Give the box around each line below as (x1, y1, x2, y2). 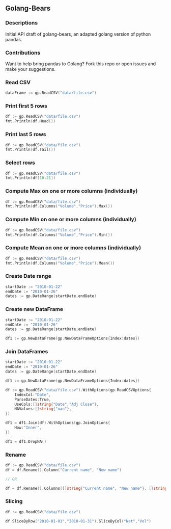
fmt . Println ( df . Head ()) (5, 119, 56, 124)
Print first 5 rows (5, 102, 47, 110)
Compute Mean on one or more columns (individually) (5, 244, 141, 251)
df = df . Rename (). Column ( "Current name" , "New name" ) (5, 467, 122, 472)
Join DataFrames (5, 348, 48, 355)
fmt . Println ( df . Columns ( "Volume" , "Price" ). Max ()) (5, 204, 113, 209)
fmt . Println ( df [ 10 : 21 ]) (5, 175, 56, 180)
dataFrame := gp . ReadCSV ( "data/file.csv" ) (5, 90, 97, 96)
